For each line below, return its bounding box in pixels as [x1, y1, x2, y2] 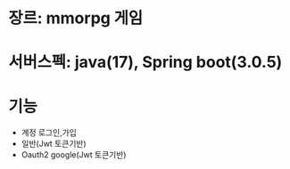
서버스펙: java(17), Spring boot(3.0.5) [8, 52, 283, 72]
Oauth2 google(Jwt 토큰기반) [21, 149, 127, 160]
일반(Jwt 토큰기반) [21, 139, 87, 149]
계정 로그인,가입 [21, 127, 77, 138]
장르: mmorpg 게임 [8, 8, 144, 28]
